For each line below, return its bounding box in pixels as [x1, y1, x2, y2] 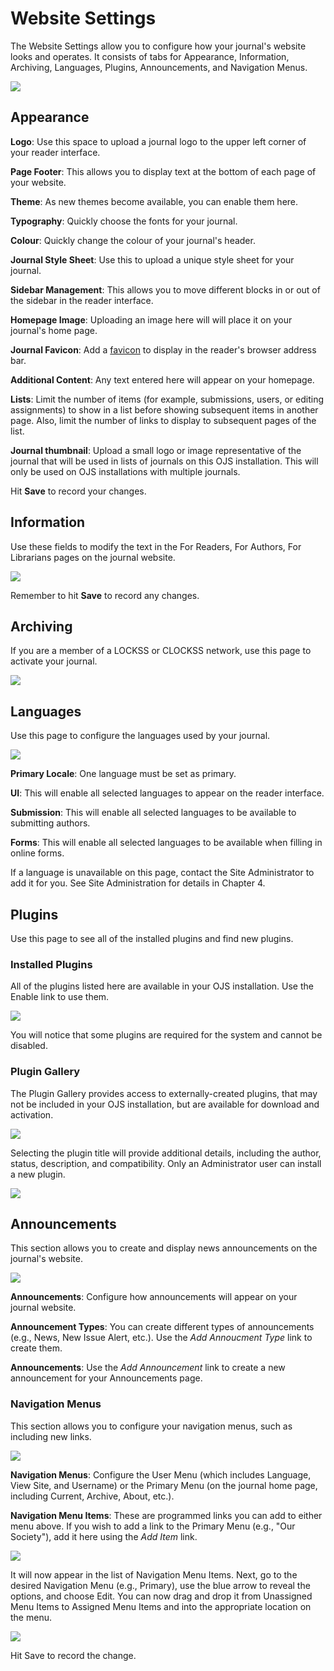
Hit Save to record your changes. [10, 485, 147, 497]
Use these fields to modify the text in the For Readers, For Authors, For [10, 540, 302, 552]
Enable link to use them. [10, 991, 110, 1003]
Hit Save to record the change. [10, 1649, 137, 1661]
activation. [10, 1108, 54, 1121]
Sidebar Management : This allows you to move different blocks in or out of [10, 283, 321, 296]
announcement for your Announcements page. [10, 1372, 203, 1384]
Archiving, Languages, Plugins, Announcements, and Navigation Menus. [10, 61, 308, 73]
